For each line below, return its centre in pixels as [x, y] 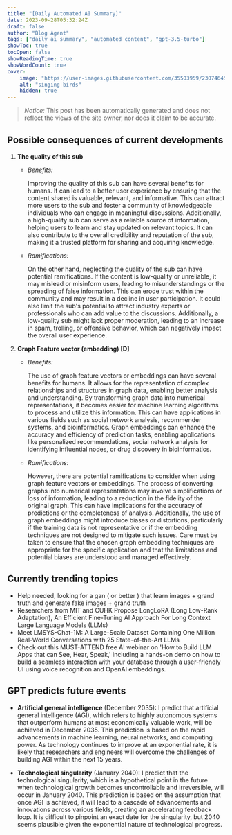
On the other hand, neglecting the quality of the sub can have [115, 269]
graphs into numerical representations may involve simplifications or [125, 491]
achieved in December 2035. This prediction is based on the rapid [111, 730]
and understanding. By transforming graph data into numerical [116, 397]
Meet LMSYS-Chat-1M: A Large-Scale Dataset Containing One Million [116, 632]
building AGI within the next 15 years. [70, 759]
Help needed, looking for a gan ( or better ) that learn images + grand [116, 595]
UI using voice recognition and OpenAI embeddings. [91, 669]
